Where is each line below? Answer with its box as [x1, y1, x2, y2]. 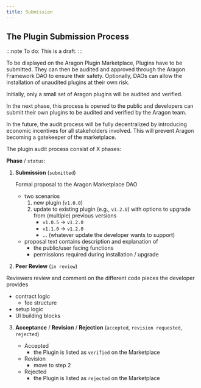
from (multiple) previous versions [33, 212, 117, 219]
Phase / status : [6, 157, 46, 164]
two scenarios [24, 192, 60, 200]
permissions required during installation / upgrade [33, 251, 160, 258]
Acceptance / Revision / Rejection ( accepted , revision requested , [15, 324, 183, 331]
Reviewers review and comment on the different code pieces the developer [6, 275, 195, 282]
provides [6, 281, 29, 288]
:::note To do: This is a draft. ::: [6, 48, 83, 55]
